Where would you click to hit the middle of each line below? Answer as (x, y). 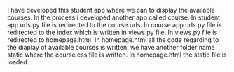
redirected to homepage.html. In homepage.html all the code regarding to (113, 40)
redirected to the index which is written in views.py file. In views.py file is (112, 32)
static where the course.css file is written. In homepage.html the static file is (117, 55)
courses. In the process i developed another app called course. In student (114, 17)
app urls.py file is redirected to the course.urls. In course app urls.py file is (115, 25)
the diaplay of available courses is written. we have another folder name (111, 47)
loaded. (18, 62)
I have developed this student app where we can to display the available (111, 10)
